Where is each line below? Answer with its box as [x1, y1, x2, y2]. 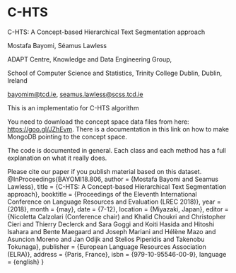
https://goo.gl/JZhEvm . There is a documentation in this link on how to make [7, 124, 230, 133]
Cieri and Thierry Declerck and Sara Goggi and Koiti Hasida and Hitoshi [7, 220, 215, 228]
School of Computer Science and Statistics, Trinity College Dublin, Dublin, [7, 69, 223, 77]
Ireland [7, 76, 28, 85]
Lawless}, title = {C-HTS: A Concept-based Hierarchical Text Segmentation [7, 182, 227, 191]
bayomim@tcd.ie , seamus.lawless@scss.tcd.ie [7, 90, 143, 98]
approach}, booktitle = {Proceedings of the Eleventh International [7, 190, 197, 198]
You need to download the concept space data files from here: [7, 117, 189, 126]
